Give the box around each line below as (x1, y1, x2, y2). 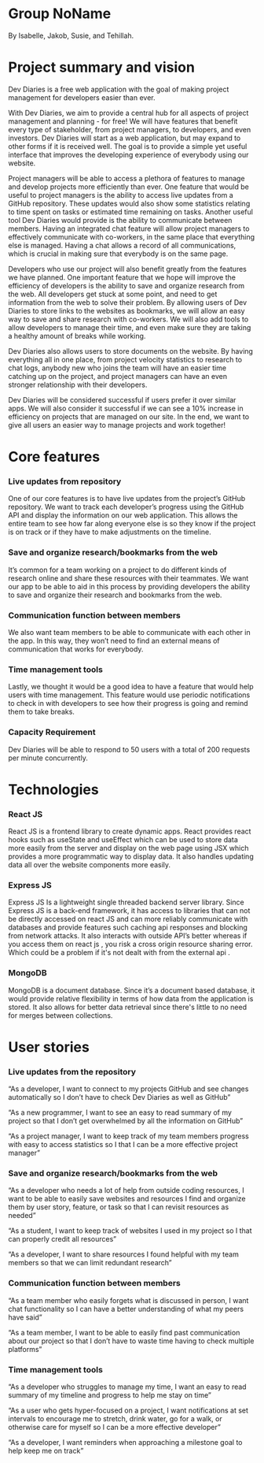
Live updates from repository (8, 476, 122, 487)
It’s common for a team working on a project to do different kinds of (8, 565, 227, 574)
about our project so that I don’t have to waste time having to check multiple (8, 1336, 255, 1346)
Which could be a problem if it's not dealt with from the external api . (8, 948, 230, 957)
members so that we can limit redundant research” (8, 1258, 172, 1268)
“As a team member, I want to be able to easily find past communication (8, 1327, 240, 1337)
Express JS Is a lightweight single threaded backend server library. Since (8, 897, 245, 907)
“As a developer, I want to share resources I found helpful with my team (8, 1249, 240, 1259)
